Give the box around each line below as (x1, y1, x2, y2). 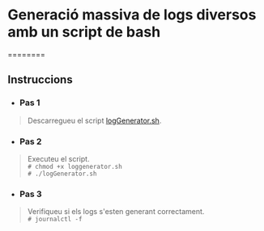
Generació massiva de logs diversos (7, 6, 257, 24)
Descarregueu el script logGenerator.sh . (27, 115, 162, 125)
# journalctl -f (27, 216, 83, 224)
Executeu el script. (27, 153, 90, 163)
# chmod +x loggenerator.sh (27, 162, 122, 170)
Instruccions (7, 73, 74, 86)
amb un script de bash (7, 23, 161, 41)
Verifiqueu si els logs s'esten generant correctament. (27, 207, 205, 216)
